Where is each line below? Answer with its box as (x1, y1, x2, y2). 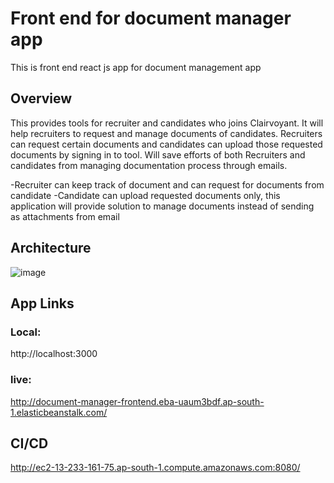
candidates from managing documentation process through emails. (10, 159, 288, 171)
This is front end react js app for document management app (10, 61, 262, 73)
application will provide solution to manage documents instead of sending (10, 200, 315, 212)
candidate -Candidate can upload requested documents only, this (10, 189, 281, 201)
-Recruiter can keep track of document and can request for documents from (10, 178, 325, 191)
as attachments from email (10, 210, 120, 222)
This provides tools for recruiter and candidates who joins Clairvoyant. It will (10, 117, 324, 129)
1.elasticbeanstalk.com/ (10, 406, 108, 418)
